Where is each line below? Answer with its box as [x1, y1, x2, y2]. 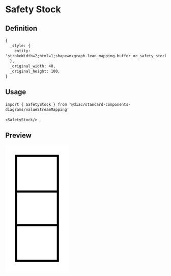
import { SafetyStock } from [5, 102, 67, 107]
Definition [5, 24, 37, 33]
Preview [5, 131, 32, 140]
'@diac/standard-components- [69, 102, 131, 107]
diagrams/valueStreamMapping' [5, 107, 70, 112]
